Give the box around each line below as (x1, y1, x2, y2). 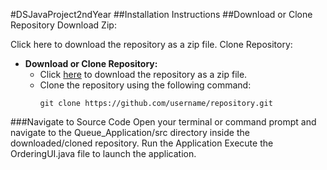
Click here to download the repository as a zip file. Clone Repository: (10, 39, 293, 50)
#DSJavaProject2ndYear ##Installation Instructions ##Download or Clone (10, 9, 313, 20)
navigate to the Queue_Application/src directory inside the (10, 127, 250, 138)
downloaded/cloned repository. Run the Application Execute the (10, 137, 274, 149)
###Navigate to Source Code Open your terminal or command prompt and (10, 116, 317, 128)
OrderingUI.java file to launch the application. (10, 148, 197, 159)
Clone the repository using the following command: (39, 79, 252, 91)
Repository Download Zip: (10, 19, 117, 31)
